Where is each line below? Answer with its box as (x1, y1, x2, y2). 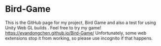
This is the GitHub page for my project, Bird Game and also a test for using (5, 20, 156, 25)
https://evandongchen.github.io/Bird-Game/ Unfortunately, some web (5, 30, 147, 36)
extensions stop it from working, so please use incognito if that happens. (5, 35, 153, 41)
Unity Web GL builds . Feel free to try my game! (5, 24, 101, 30)
